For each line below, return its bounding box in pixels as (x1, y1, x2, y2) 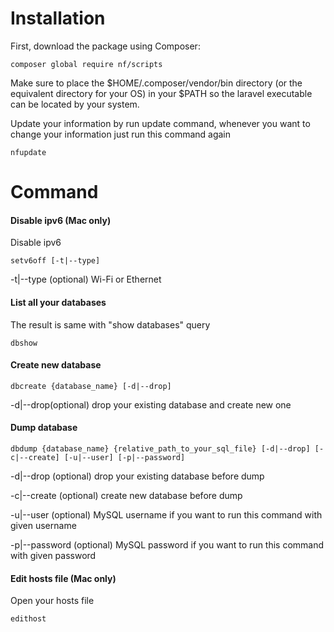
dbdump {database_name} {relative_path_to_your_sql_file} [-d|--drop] (10, 443, 311, 454)
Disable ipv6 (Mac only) (10, 214, 112, 226)
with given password (10, 549, 97, 561)
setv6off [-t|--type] (10, 256, 101, 266)
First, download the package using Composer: (10, 40, 201, 52)
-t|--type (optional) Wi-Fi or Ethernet (10, 273, 162, 286)
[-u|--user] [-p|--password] (63, 452, 186, 462)
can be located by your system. (10, 98, 140, 110)
